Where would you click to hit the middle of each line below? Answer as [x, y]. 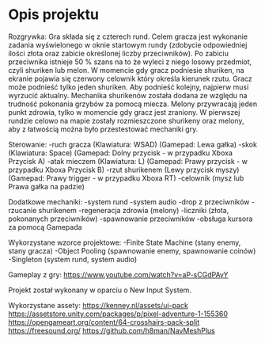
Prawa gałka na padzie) [47, 186]
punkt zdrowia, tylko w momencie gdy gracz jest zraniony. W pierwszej [124, 112]
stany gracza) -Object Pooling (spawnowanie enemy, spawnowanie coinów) [132, 250]
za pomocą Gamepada [45, 227]
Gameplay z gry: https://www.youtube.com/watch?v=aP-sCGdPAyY [118, 274]
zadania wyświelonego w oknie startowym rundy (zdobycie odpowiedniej [128, 44]
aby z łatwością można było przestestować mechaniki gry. [103, 129]
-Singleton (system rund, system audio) [73, 259]
